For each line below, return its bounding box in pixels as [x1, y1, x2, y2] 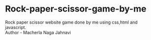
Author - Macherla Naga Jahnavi [5, 29, 71, 35]
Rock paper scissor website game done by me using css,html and [5, 19, 138, 25]
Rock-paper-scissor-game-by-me [5, 3, 147, 14]
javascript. [5, 24, 26, 30]
